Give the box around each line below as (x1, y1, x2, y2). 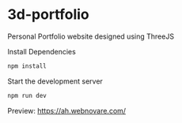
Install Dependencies (7, 47, 76, 56)
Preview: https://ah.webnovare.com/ (7, 106, 127, 115)
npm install (7, 61, 47, 70)
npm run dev (7, 91, 47, 99)
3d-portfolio (7, 6, 90, 24)
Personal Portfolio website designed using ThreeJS (7, 32, 175, 41)
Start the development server (7, 76, 104, 86)
